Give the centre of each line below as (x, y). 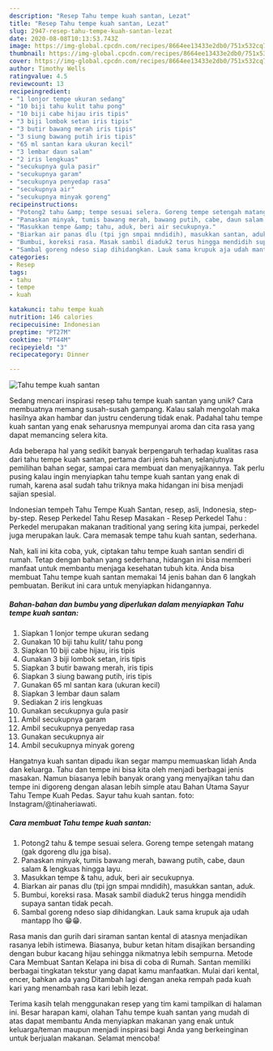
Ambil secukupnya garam (63, 719)
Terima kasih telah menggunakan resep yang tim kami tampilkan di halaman (136, 1004)
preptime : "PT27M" (40, 332)
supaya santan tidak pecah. (67, 903)
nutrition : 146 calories (51, 317)
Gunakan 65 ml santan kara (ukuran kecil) (90, 685)
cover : (20, 62)
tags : (18, 272)
